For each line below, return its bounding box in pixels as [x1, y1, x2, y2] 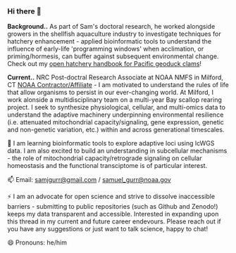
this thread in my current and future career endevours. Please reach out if [7, 217, 221, 226]
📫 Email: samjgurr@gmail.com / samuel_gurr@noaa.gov [7, 176, 171, 184]
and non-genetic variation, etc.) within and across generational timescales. [7, 126, 225, 134]
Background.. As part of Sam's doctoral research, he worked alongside [7, 22, 216, 31]
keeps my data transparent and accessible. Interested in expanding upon [7, 210, 219, 219]
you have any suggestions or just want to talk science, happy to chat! [7, 225, 209, 233]
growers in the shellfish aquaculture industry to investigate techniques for [7, 30, 221, 38]
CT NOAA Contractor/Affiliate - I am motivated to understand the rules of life [7, 81, 229, 89]
